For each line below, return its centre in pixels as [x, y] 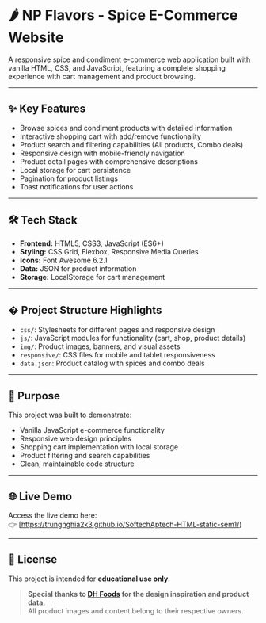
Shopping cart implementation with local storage [99, 447]
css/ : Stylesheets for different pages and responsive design [117, 330]
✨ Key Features [47, 109]
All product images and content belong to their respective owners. [135, 610]
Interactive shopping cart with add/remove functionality [110, 136]
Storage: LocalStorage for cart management [92, 277]
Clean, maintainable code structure [77, 464]
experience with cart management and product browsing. [102, 76]
